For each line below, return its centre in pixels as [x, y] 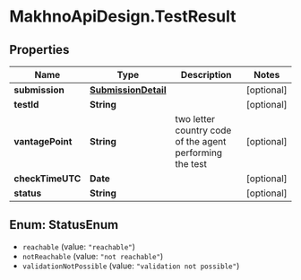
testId [26, 105]
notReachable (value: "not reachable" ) [93, 256]
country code [203, 130]
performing [198, 153]
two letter [195, 119]
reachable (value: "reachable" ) [79, 246]
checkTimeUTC [47, 179]
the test [191, 164]
